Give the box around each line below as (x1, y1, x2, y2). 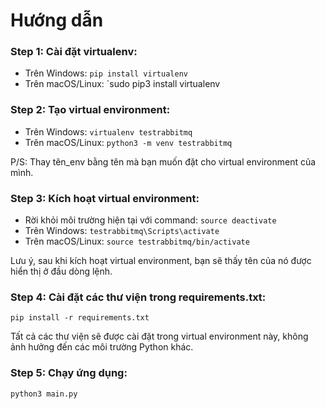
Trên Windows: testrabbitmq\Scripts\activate (24, 225, 220, 237)
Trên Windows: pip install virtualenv (24, 67, 188, 79)
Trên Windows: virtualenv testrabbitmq (24, 125, 193, 138)
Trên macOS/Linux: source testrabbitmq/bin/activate (24, 235, 250, 248)
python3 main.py (10, 389, 78, 399)
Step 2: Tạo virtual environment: (10, 103, 171, 117)
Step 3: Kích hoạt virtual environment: (10, 191, 200, 205)
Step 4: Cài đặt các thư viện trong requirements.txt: (10, 290, 267, 304)
